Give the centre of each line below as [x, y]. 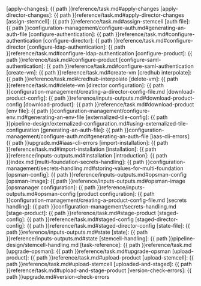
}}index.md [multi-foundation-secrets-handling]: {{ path [75, 162]
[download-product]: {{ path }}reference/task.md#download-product [109, 104]
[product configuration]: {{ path [116, 194]
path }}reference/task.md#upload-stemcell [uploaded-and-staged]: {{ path [99, 264]
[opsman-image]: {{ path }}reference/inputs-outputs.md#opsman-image [96, 181]
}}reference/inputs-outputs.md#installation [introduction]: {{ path [87, 155]
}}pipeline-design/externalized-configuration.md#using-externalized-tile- [97, 123]
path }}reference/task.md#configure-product [62, 60]
